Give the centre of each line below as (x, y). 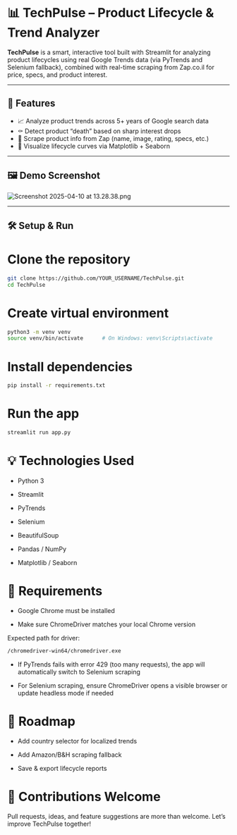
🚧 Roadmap (41, 721)
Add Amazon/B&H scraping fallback (69, 755)
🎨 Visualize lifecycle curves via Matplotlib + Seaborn (94, 146)
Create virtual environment (88, 313)
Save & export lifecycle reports (62, 768)
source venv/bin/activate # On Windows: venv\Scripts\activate (110, 338)
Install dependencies (70, 367)
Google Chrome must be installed (66, 610)
